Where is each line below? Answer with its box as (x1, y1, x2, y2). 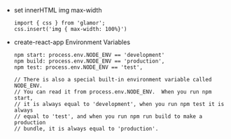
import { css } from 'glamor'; (13, 20, 106, 27)
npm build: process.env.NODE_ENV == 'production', (13, 58, 165, 65)
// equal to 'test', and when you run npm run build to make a (13, 113, 203, 120)
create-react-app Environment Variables (13, 38, 131, 46)
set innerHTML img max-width (13, 6, 102, 14)
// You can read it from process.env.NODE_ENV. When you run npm (13, 88, 212, 95)
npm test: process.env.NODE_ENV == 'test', (13, 64, 143, 71)
